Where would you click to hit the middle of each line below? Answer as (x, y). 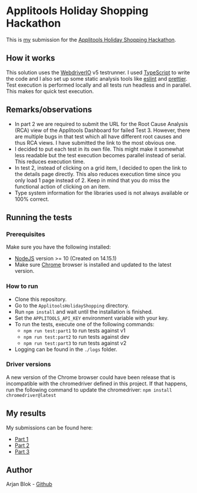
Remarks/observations (49, 110)
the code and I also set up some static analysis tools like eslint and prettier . (97, 78)
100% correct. (32, 199)
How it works (31, 58)
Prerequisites (26, 234)
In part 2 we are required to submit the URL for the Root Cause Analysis (101, 124)
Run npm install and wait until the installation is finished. (84, 312)
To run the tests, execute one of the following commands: (84, 324)
